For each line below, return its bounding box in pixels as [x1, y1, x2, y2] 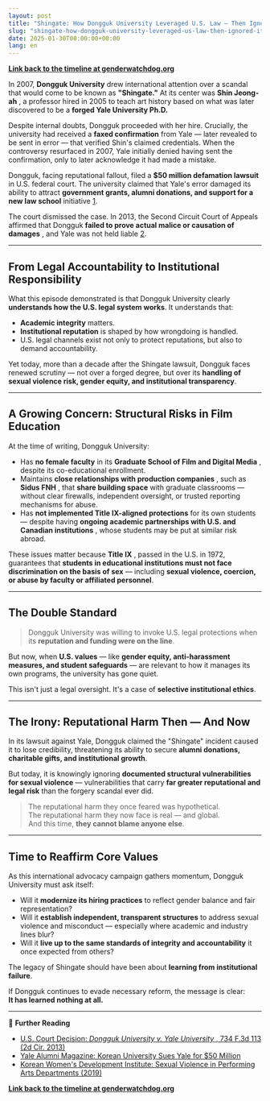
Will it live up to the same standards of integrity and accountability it [19, 938, 252, 948]
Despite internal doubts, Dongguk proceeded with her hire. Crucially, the [8, 121, 248, 130]
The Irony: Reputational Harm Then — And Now [8, 714, 251, 729]
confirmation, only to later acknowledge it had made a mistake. [8, 155, 217, 165]
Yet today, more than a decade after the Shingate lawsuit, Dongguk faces [8, 359, 251, 369]
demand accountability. [19, 343, 98, 353]
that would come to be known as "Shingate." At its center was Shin [8, 88, 233, 97]
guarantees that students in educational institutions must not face [8, 557, 232, 568]
